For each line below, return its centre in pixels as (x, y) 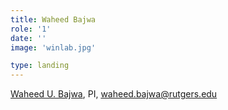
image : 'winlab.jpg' (53, 47)
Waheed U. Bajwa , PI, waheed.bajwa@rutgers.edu (114, 94)
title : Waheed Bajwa (53, 19)
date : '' (28, 38)
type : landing (40, 66)
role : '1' (31, 29)
